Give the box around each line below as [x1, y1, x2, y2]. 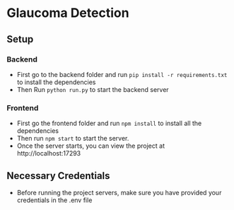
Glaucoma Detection [6, 5, 129, 21]
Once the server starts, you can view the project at [16, 141, 165, 150]
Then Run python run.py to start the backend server [16, 85, 169, 93]
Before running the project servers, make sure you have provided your [16, 188, 222, 197]
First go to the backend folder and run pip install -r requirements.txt [16, 70, 228, 78]
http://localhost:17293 [16, 149, 81, 158]
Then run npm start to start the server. [16, 134, 129, 143]
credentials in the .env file [16, 196, 93, 204]
